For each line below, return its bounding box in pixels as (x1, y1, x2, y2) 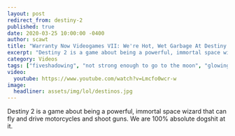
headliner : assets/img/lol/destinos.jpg (13, 88, 133, 95)
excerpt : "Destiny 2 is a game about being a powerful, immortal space (7, 50, 220, 56)
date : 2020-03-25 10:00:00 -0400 (7, 29, 105, 37)
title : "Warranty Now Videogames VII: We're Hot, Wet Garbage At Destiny (7, 43, 227, 50)
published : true (7, 23, 55, 30)
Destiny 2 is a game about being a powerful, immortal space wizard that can (7, 107, 227, 116)
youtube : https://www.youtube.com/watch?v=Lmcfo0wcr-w (13, 75, 177, 82)
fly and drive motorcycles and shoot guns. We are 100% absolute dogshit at (7, 114, 226, 123)
